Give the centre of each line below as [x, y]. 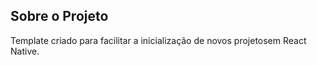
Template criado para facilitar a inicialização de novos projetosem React [158, 40]
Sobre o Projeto [59, 16]
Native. [25, 51]
